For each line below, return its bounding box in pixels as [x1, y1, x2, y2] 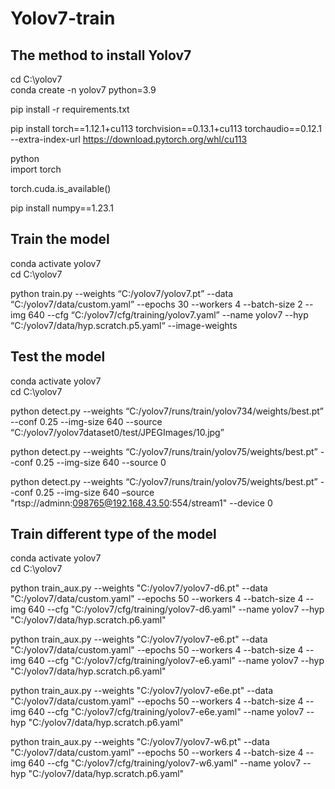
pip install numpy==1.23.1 [10, 202, 114, 214]
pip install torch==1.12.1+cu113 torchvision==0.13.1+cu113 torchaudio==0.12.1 [10, 123, 322, 134]
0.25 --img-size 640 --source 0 [35, 456, 167, 468]
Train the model [10, 231, 110, 248]
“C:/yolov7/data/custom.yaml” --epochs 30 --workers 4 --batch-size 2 [10, 298, 303, 310]
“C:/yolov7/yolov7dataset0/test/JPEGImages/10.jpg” [10, 426, 225, 438]
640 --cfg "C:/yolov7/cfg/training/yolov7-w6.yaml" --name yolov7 [28, 757, 301, 769]
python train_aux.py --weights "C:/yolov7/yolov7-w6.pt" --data [10, 736, 270, 748]
